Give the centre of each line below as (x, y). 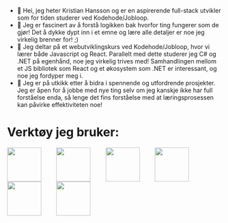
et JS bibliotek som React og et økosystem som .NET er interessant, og (117, 69)
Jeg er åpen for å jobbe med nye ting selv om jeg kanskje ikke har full (115, 90)
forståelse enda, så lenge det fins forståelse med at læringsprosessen (115, 98)
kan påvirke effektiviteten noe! (60, 105)
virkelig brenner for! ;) (47, 40)
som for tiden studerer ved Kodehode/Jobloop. (83, 18)
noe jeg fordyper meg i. (50, 76)
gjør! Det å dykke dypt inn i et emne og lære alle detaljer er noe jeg (111, 32)
